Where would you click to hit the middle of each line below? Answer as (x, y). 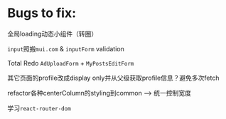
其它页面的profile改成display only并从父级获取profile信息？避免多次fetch (113, 78)
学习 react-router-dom (39, 108)
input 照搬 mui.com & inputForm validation (66, 48)
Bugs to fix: (42, 13)
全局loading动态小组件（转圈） (53, 33)
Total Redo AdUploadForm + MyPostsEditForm (71, 63)
